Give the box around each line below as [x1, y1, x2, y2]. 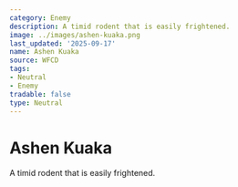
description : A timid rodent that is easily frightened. [9, 22, 231, 31]
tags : [9, 65, 30, 74]
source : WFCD [9, 56, 59, 65]
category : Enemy [9, 13, 71, 23]
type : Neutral [9, 98, 64, 108]
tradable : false [9, 89, 71, 99]
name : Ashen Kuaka [9, 47, 79, 57]
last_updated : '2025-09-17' [9, 38, 117, 48]
